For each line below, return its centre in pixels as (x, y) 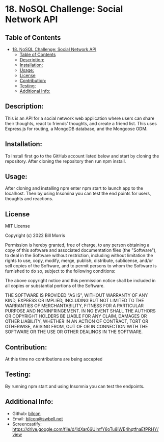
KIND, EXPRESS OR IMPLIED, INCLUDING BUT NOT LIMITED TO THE (75, 301)
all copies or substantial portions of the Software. (55, 286)
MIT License (18, 226)
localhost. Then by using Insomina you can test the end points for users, (78, 194)
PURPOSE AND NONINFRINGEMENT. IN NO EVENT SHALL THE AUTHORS (81, 311)
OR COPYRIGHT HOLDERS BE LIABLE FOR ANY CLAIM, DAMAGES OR (76, 316)
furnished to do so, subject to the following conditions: (60, 271)
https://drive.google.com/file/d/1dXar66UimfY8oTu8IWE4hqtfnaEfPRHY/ (85, 429)
